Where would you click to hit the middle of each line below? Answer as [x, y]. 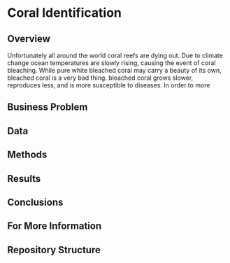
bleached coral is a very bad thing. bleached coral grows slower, [100, 78]
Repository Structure [54, 250]
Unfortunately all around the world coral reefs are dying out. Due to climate [115, 55]
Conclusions [35, 202]
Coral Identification [65, 13]
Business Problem [48, 107]
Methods [27, 155]
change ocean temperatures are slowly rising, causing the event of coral [112, 63]
